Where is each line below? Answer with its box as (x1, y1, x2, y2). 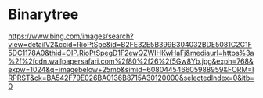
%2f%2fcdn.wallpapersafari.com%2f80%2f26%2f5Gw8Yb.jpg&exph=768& (8, 56, 254, 66)
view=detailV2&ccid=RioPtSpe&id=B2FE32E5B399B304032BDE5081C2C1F (8, 39, 252, 49)
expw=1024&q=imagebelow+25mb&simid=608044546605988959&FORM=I (8, 64, 254, 74)
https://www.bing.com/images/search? (8, 31, 135, 41)
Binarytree (8, 5, 79, 24)
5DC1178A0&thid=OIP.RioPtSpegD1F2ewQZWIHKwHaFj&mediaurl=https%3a (8, 48, 254, 57)
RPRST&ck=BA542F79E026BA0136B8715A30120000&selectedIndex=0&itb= (8, 73, 255, 82)
